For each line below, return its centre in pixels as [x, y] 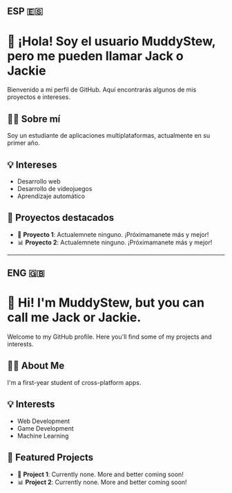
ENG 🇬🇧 [26, 273]
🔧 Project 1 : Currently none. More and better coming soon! [100, 474]
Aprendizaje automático [51, 196]
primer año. [23, 143]
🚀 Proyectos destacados [61, 218]
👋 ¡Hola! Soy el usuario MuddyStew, [112, 41]
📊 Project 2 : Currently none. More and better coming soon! [102, 482]
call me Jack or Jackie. [74, 317]
